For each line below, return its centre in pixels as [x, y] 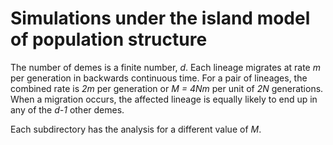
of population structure [109, 39]
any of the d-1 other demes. [67, 109]
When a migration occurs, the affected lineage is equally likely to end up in [164, 99]
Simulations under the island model [160, 18]
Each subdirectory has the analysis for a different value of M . [136, 129]
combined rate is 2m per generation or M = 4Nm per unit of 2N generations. [167, 88]
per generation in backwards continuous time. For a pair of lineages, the [159, 78]
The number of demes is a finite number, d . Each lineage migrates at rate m [165, 67]
